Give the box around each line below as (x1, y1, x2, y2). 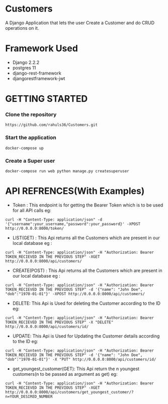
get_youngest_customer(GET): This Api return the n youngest (12, 366, 140, 372)
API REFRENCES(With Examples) (5, 185, 145, 197)
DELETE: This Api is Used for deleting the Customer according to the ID (12, 300, 161, 306)
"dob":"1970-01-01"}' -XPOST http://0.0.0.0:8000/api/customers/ (5, 291, 145, 296)
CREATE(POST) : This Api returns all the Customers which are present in (12, 267, 162, 274)
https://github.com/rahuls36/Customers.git (5, 122, 98, 127)
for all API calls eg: (12, 207, 51, 213)
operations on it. (5, 25, 39, 31)
